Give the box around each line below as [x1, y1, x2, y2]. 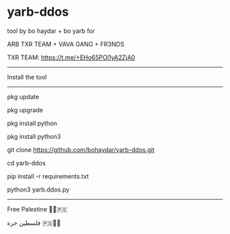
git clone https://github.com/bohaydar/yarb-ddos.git [7, 145, 155, 154]
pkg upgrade [7, 105, 43, 114]
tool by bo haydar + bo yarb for [7, 27, 95, 35]
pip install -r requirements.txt [7, 172, 89, 180]
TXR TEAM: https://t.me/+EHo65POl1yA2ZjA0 [7, 53, 136, 62]
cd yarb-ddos [7, 159, 46, 167]
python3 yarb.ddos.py [7, 185, 70, 194]
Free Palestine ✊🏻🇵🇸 [7, 205, 68, 213]
